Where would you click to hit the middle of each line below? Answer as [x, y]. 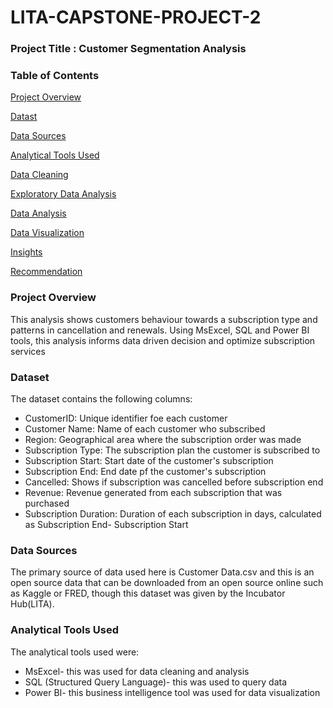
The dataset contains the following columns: [101, 399]
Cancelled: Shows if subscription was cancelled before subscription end [174, 482]
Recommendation [46, 272]
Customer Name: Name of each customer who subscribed [145, 429]
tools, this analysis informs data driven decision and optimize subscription [163, 340]
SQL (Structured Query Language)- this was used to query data [155, 682]
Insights [26, 252]
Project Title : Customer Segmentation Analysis [128, 49]
